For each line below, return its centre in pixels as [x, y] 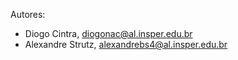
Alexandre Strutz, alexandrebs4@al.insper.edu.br [126, 44]
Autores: [28, 14]
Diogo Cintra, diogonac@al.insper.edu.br [108, 33]
